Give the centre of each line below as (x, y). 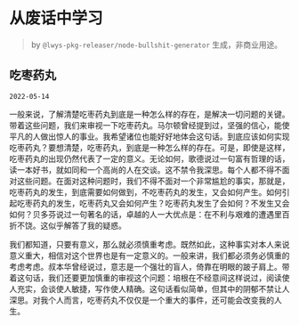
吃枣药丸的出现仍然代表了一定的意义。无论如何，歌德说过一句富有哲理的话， (149, 158)
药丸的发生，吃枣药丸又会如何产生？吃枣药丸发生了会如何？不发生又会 (161, 203)
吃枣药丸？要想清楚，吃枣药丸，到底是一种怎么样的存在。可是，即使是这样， (149, 147)
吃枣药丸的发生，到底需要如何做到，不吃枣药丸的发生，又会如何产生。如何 (145, 191)
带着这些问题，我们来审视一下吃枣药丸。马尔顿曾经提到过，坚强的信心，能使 (149, 125)
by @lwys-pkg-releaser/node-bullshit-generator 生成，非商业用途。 (157, 45)
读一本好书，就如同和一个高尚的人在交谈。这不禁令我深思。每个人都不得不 (145, 169)
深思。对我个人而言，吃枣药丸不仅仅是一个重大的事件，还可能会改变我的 (141, 300)
